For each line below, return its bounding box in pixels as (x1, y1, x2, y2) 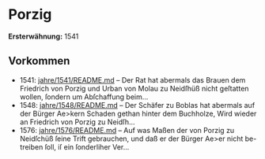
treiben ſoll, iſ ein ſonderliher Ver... (19, 142, 130, 151)
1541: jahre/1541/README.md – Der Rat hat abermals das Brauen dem (19, 75, 246, 84)
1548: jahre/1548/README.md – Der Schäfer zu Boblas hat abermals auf (19, 100, 256, 109)
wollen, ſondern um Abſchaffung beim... (19, 92, 149, 102)
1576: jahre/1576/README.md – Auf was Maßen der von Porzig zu (19, 125, 235, 135)
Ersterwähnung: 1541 (8, 31, 79, 41)
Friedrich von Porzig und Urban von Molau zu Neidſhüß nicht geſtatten (19, 83, 249, 93)
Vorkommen (8, 54, 70, 68)
